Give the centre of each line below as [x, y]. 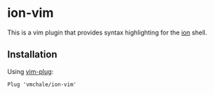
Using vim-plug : [31, 71]
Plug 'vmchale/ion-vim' [42, 84]
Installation [32, 55]
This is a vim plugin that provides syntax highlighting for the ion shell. [107, 32]
